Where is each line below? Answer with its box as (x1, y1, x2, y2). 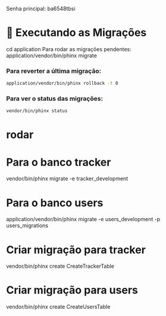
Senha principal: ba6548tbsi (6, 5, 76, 12)
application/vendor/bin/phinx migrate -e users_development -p (6, 216, 161, 223)
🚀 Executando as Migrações (6, 26, 147, 39)
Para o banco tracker (6, 155, 111, 169)
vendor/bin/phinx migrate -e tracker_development (6, 175, 129, 182)
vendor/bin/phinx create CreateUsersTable (6, 303, 111, 311)
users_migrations (6, 222, 49, 229)
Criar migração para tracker (6, 243, 146, 256)
